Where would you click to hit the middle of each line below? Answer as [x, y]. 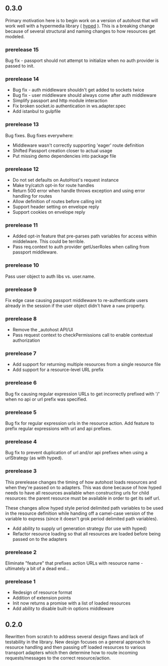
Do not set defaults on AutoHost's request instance [66, 180]
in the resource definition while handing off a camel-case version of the [79, 513]
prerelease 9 [21, 289]
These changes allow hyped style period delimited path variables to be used [84, 508]
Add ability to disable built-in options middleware [63, 609]
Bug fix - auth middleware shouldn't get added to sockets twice [78, 90]
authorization [26, 340]
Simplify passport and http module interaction [60, 101]
